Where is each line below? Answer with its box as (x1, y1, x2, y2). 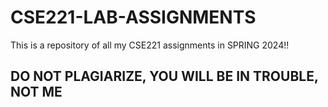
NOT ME (10, 84, 63, 101)
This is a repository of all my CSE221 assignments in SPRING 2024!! (10, 39, 290, 51)
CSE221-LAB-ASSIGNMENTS (10, 6, 257, 29)
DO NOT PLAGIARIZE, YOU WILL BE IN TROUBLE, (10, 68, 319, 85)
